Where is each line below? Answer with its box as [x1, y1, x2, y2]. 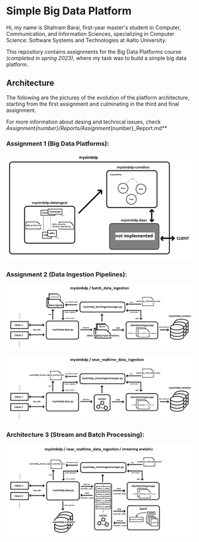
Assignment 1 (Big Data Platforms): [6, 139, 110, 147]
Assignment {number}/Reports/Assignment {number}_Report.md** [6, 124, 167, 132]
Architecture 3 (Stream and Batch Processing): [6, 430, 145, 439]
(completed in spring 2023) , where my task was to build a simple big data [6, 54, 186, 61]
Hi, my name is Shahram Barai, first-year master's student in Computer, [6, 24, 182, 31]
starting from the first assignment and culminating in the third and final [6, 100, 179, 107]
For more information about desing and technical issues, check [6, 118, 161, 125]
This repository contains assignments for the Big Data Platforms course [6, 48, 182, 55]
